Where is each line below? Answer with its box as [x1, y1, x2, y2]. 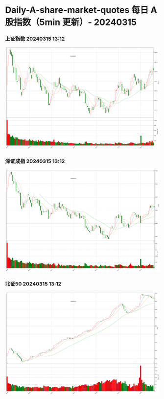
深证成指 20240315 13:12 [5, 158, 65, 164]
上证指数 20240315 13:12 [5, 35, 65, 42]
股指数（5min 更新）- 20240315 [5, 17, 137, 28]
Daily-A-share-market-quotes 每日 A [5, 4, 158, 16]
